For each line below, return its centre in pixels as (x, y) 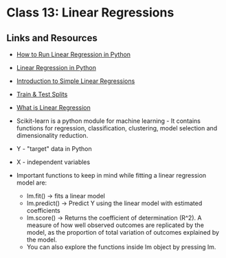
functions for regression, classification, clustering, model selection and (117, 128)
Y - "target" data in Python (54, 149)
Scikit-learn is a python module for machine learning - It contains (108, 121)
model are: (32, 183)
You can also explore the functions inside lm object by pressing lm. (121, 247)
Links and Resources (52, 38)
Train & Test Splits (42, 94)
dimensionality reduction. (52, 136)
